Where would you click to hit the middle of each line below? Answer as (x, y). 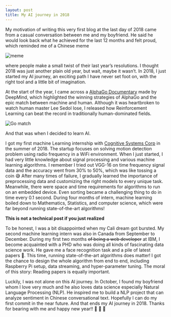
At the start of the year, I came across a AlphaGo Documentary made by (81, 92)
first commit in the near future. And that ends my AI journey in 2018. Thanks (85, 303)
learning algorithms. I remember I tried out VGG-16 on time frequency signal (85, 165)
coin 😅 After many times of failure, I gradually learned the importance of (82, 176)
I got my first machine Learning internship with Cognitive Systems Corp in (83, 143)
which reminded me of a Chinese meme (47, 46)
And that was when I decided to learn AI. (48, 133)
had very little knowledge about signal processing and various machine (80, 160)
